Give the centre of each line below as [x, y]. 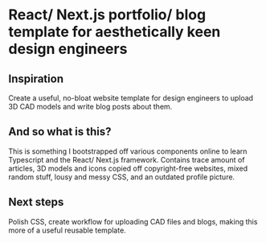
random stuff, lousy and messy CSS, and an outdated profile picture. [122, 177]
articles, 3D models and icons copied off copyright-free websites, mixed [128, 168]
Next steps [36, 202]
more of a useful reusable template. [67, 230]
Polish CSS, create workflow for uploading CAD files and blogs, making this [133, 221]
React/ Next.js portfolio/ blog [107, 15]
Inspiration [36, 78]
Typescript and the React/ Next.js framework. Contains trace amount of [127, 159]
